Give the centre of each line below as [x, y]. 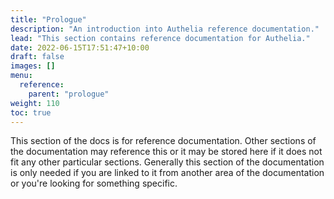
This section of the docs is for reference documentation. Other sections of [163, 141]
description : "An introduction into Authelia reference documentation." [165, 29]
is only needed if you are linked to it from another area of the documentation [167, 173]
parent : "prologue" [69, 94]
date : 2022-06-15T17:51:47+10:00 [80, 47]
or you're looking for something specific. [94, 183]
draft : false [37, 57]
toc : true [31, 112]
